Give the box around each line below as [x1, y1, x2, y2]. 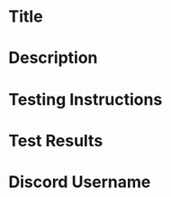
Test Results [8, 130, 103, 151]
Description [8, 48, 98, 69]
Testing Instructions [8, 89, 163, 109]
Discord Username [8, 172, 151, 192]
